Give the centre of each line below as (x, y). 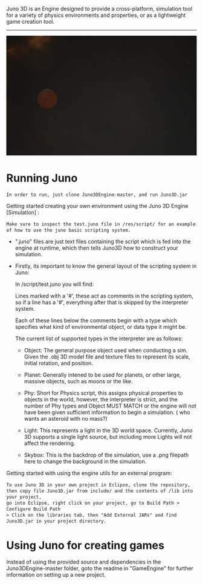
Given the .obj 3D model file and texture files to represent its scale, (107, 357)
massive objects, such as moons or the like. (78, 381)
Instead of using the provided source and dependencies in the (84, 562)
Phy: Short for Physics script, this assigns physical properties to (103, 393)
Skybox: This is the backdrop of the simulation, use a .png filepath (106, 455)
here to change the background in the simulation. (85, 461)
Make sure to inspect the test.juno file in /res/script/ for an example (101, 224)
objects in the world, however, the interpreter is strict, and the (101, 400)
